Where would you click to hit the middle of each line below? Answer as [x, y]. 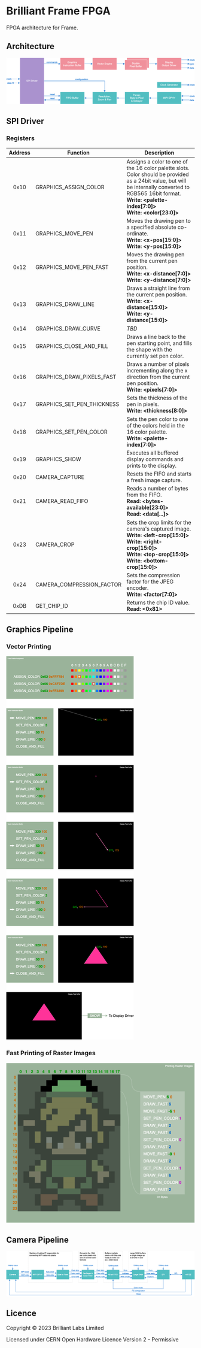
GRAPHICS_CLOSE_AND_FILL [72, 346]
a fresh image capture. [154, 480]
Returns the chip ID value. [158, 602]
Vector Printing [29, 647]
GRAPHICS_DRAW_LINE [65, 304]
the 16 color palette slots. [158, 168]
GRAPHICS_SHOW [58, 459]
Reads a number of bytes [157, 489]
